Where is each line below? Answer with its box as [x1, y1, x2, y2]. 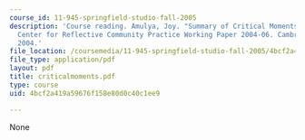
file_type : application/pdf [9, 55, 116, 64]
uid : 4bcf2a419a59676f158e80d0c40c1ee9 [9, 89, 161, 98]
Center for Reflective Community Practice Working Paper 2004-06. [17, 30, 274, 39]
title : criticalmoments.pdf [9, 72, 116, 81]
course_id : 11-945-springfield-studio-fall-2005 [9, 13, 197, 23]
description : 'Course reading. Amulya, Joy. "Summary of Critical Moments [9, 22, 299, 31]
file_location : [9, 47, 67, 56]
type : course [9, 80, 59, 89]
